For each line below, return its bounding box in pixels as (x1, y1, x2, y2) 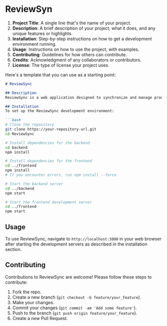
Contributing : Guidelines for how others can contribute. (12, 51, 127, 58)
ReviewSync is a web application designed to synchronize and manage (5, 95, 153, 100)
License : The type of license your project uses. (12, 62, 109, 68)
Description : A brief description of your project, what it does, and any (12, 25, 156, 31)
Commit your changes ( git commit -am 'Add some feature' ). (12, 305, 137, 311)
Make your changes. (12, 299, 55, 305)
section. (5, 246, 22, 252)
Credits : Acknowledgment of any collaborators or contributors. (12, 57, 142, 63)
